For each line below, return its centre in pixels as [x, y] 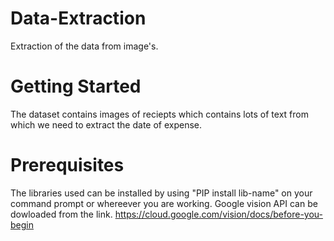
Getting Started [76, 86]
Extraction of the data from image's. [84, 46]
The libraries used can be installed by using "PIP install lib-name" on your [161, 193]
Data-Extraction [78, 18]
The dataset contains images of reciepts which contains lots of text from [159, 114]
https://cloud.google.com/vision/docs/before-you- [218, 214]
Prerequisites [67, 165]
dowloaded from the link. [61, 214]
